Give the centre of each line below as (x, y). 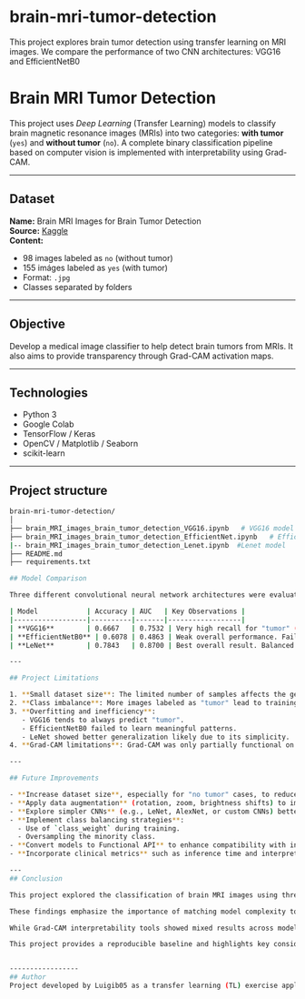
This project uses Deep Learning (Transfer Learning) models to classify (143, 123)
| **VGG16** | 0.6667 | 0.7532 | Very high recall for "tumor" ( (154, 628)
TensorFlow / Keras (59, 434)
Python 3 (39, 415)
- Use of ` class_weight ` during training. (99, 828)
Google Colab (48, 424)
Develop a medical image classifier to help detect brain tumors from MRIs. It (151, 346)
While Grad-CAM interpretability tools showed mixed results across (142, 928)
